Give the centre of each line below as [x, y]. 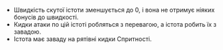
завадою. [27, 32]
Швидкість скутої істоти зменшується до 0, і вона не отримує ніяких [114, 10]
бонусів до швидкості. [46, 17]
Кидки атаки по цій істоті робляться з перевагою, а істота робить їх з [115, 24]
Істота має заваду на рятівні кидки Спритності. [83, 39]
